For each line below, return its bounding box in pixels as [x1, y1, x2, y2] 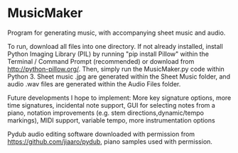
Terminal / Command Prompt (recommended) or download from [7, 57, 195, 65]
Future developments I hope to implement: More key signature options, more [7, 93, 232, 102]
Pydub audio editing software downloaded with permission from [7, 130, 195, 138]
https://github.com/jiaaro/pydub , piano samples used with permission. [7, 137, 213, 146]
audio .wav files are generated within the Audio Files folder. [7, 79, 181, 88]
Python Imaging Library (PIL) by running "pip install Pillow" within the [7, 50, 210, 58]
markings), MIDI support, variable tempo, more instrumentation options [7, 115, 215, 125]
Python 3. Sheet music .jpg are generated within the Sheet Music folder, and [7, 72, 231, 81]
